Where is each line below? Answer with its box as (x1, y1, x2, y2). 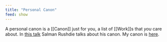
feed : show (5, 12, 28, 17)
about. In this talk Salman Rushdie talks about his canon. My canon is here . (5, 31, 159, 37)
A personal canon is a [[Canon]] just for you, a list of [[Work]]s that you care (5, 25, 162, 31)
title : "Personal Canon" (5, 7, 57, 12)
